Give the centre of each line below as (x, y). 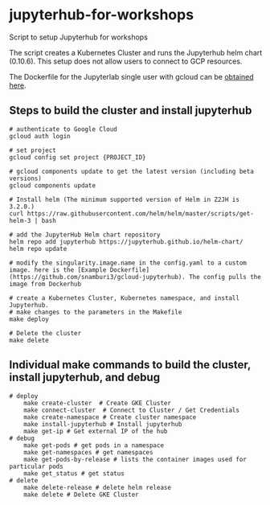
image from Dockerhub (45, 284)
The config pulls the (225, 277)
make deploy (29, 319)
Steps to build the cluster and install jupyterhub (131, 111)
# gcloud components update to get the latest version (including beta (131, 171)
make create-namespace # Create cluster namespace (110, 417)
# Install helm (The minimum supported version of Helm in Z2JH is (125, 199)
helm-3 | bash (33, 220)
